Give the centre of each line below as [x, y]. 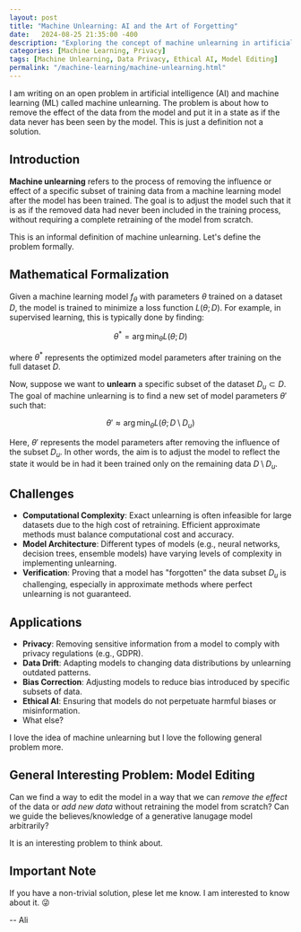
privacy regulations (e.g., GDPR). [83, 654]
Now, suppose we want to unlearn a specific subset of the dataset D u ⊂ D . [148, 385]
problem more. [37, 747]
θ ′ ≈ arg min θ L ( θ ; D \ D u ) [150, 424]
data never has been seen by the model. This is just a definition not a [137, 121]
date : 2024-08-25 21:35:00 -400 [74, 34]
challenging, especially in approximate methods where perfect [137, 585]
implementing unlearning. [69, 563]
